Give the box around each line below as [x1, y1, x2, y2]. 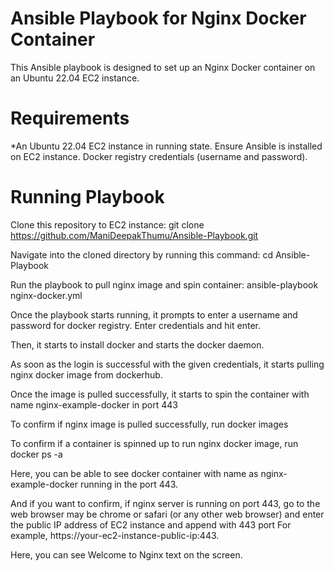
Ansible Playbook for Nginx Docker [10, 7, 307, 30]
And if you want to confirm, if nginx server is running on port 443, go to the [10, 497, 321, 509]
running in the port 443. [79, 478, 179, 490]
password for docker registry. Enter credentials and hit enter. [10, 319, 261, 331]
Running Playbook [10, 186, 165, 209]
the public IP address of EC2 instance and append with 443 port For [10, 518, 292, 531]
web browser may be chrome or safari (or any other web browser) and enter [10, 508, 325, 520]
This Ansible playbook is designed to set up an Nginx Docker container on [10, 61, 316, 73]
